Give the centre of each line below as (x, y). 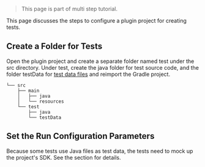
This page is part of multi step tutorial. (69, 9)
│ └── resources (41, 101)
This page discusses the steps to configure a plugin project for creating (96, 20)
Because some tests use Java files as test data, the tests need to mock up (100, 151)
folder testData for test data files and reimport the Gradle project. (88, 74)
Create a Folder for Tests (54, 46)
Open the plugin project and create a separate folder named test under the (100, 61)
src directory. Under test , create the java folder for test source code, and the (102, 67)
